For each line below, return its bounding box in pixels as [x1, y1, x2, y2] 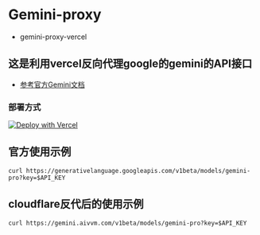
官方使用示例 [8, 145, 72, 159]
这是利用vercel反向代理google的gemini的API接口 [8, 57, 253, 71]
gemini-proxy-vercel [19, 32, 87, 41]
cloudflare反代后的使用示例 [8, 198, 145, 211]
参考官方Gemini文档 [19, 80, 85, 89]
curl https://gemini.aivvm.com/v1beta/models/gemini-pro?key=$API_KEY [8, 219, 247, 227]
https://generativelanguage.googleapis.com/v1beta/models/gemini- [25, 166, 250, 174]
